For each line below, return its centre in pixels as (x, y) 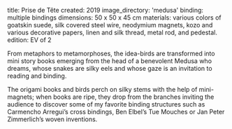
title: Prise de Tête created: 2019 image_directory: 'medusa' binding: (106, 10)
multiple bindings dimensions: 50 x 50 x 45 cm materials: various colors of (114, 18)
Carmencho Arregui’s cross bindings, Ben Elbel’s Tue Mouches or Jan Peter (116, 112)
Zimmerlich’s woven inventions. (52, 119)
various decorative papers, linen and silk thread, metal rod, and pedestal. (113, 32)
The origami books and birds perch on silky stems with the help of (102, 89)
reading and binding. (37, 76)
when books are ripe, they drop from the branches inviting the (125, 97)
